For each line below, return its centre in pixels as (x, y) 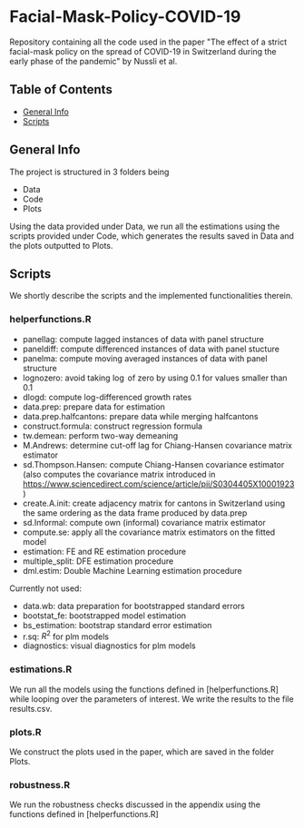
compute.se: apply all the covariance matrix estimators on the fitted (149, 532)
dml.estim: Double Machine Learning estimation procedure (132, 570)
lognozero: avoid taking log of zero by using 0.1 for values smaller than (155, 378)
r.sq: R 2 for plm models (65, 636)
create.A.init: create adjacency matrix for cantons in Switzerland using (154, 503)
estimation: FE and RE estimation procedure (104, 551)
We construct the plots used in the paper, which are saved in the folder (142, 752)
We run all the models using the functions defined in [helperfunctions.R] (144, 689)
